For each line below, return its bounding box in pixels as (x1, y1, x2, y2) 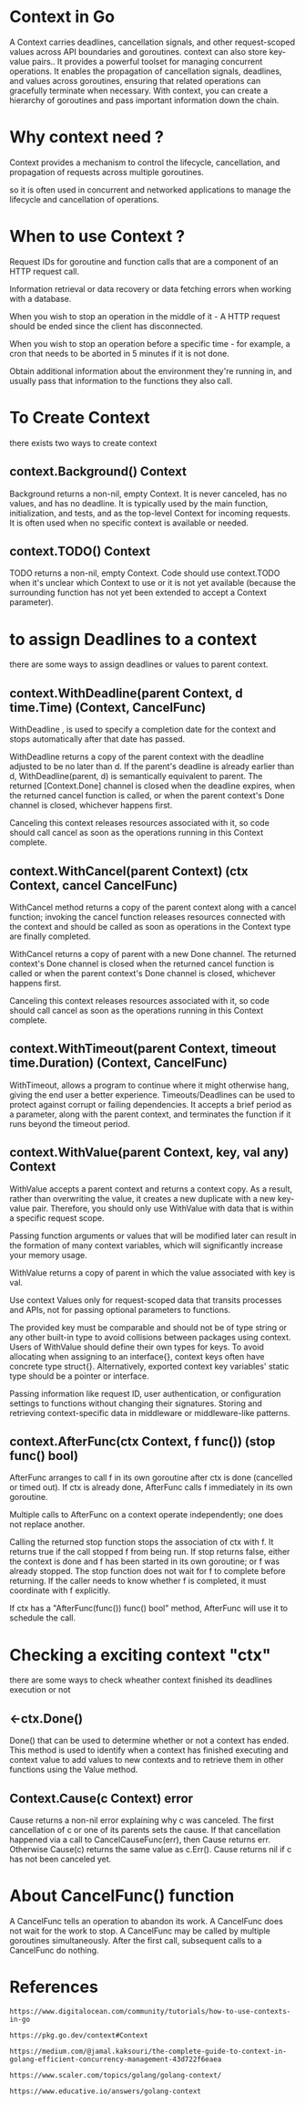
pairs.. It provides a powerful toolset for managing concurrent (31, 56, 263, 67)
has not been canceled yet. (9, 1853, 112, 1864)
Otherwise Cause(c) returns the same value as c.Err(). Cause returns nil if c (9, 1843, 292, 1854)
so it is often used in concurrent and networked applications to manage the (9, 184, 291, 195)
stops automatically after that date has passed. (9, 734, 186, 745)
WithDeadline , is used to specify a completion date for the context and (9, 724, 276, 735)
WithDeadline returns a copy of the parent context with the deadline (9, 751, 265, 763)
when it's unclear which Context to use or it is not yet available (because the (9, 578, 296, 589)
